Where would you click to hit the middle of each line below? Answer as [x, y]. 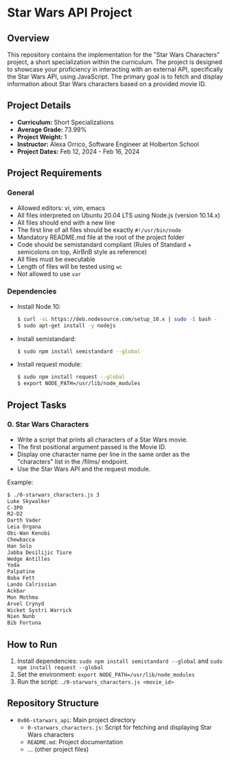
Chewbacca [21, 540]
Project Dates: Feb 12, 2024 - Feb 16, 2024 [78, 151]
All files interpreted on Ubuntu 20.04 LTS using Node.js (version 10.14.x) [119, 215]
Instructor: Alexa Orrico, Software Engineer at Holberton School [108, 144]
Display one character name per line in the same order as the [103, 454]
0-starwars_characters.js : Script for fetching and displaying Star [119, 727]
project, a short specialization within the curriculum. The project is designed [115, 62]
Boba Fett [21, 578]
